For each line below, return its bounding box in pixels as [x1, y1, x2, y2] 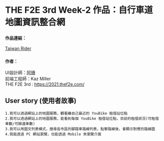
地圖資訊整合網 [5, 17, 66, 28]
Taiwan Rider [5, 46, 32, 51]
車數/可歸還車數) [5, 121, 35, 126]
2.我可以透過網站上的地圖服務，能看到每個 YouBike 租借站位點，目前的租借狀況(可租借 [5, 116, 159, 121]
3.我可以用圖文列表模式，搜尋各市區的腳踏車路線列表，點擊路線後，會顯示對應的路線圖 [5, 126, 155, 131]
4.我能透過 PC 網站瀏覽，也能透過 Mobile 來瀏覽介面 [5, 132, 102, 137]
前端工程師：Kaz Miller [5, 75, 51, 81]
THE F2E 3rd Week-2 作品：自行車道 [5, 4, 153, 16]
